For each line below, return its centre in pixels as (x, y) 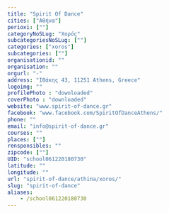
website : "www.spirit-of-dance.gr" (60, 106)
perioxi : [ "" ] (28, 27)
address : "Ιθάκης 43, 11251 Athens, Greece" (74, 80)
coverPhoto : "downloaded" (47, 100)
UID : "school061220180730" (47, 159)
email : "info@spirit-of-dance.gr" (58, 126)
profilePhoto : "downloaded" (50, 93)
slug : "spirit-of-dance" (44, 185)
